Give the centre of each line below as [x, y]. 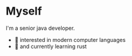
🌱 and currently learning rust [50, 46]
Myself [24, 11]
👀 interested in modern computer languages [70, 40]
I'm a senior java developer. [40, 28]
